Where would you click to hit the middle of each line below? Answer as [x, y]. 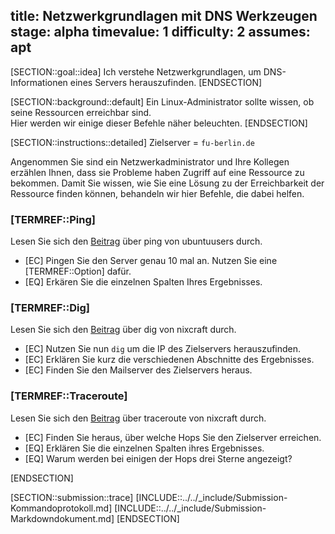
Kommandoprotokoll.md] [61, 508]
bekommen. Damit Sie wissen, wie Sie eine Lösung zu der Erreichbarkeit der [167, 183]
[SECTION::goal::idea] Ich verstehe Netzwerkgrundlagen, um [136, 71]
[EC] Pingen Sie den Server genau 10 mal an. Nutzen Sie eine [151, 261]
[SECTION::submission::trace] [72, 497]
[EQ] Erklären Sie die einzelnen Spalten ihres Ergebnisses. [144, 448]
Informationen [39, 82]
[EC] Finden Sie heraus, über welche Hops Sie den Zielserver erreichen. [173, 437]
